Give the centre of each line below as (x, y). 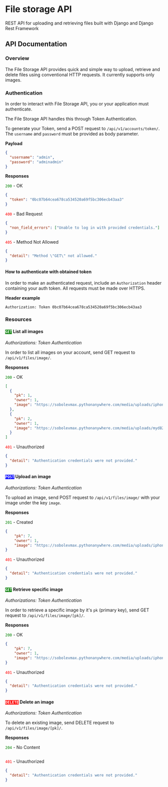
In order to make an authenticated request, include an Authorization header (83, 283)
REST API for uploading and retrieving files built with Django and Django (79, 23)
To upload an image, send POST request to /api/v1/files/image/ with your (82, 497)
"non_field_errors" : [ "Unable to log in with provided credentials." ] (85, 228)
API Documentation (36, 44)
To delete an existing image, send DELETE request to (59, 723)
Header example (23, 298)
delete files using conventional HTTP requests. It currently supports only (80, 75)
